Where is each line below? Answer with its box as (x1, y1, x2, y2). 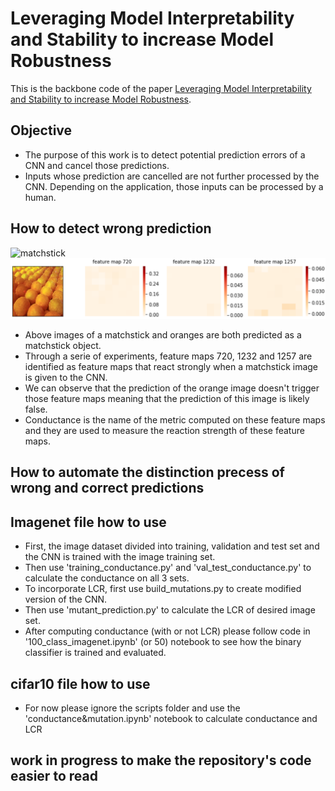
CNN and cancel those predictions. (24, 159, 170, 171)
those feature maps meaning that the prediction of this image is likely (24, 393, 310, 405)
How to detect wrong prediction (10, 220, 212, 237)
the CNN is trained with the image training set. (24, 551, 216, 563)
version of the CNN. (24, 593, 108, 606)
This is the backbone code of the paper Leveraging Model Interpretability (10, 82, 312, 94)
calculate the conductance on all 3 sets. (24, 572, 190, 584)
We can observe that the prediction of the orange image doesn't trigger (24, 382, 320, 394)
